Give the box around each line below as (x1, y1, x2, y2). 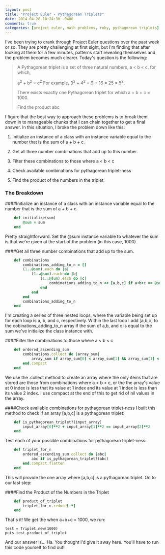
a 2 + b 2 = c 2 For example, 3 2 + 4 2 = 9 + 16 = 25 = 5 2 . (17, 79, 125, 86)
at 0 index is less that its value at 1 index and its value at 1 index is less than (5, 385, 157, 391)
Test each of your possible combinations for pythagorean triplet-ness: (5, 438, 147, 444)
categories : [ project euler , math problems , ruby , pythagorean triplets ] (5, 26, 160, 31)
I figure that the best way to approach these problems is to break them (5, 114, 148, 120)
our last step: (5, 480, 32, 486)
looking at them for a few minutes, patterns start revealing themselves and (5, 50, 156, 56)
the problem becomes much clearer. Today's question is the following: (5, 55, 147, 61)
